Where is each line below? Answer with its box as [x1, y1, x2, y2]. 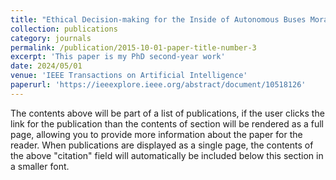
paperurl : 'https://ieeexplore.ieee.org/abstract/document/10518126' [10, 80, 307, 90]
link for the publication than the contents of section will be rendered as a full [10, 117, 324, 130]
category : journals [10, 33, 92, 43]
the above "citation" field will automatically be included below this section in [10, 149, 324, 161]
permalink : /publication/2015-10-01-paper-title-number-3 [10, 42, 257, 53]
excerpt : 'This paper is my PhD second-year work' [10, 52, 226, 62]
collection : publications [10, 24, 118, 34]
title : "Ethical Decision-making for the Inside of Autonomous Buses [10, 14, 307, 25]
